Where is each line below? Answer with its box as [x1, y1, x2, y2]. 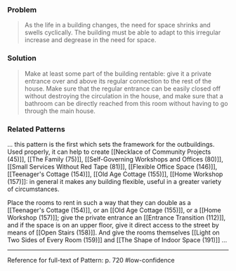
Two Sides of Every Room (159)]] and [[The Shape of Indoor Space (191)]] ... [7, 235, 228, 244]
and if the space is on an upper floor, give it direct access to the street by [7, 220, 219, 229]
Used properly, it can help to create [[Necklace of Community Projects [7, 147, 211, 156]
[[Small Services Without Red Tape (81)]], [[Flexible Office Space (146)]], [7, 162, 218, 171]
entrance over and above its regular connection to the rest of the [24, 77, 212, 85]
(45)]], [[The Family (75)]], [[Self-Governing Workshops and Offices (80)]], [7, 154, 223, 163]
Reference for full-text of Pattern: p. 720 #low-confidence [7, 256, 175, 264]
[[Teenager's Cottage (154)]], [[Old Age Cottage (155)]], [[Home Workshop [7, 170, 223, 178]
